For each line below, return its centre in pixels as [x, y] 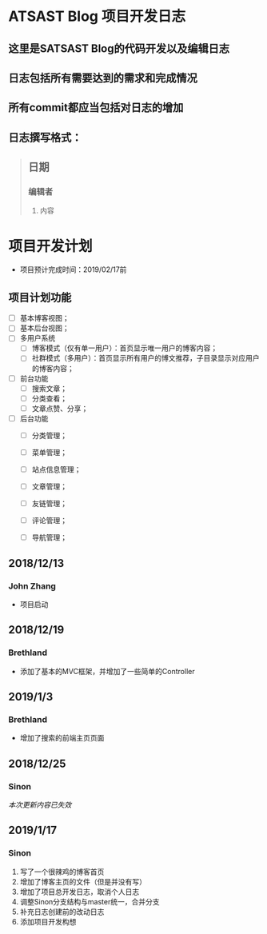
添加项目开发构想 [48, 921]
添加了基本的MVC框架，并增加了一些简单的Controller [107, 671]
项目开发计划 [51, 246]
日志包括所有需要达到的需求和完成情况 [103, 78]
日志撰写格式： [45, 137]
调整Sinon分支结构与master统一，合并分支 [90, 901]
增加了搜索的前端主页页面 [62, 738]
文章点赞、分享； [60, 408]
